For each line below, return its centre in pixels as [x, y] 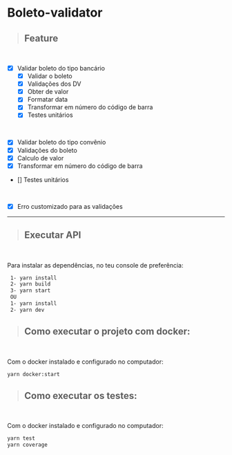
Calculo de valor [40, 158]
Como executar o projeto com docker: [107, 332]
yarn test [21, 438]
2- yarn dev [27, 310]
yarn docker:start [33, 374]
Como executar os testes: [80, 396]
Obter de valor [48, 92]
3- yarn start [30, 291]
